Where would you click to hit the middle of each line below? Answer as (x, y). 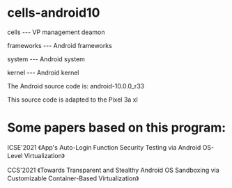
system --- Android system (46, 59)
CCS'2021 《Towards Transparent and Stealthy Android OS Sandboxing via (113, 170)
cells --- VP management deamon (56, 32)
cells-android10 (54, 13)
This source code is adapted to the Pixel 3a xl (72, 100)
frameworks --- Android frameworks (60, 45)
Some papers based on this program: (117, 128)
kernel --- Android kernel (43, 72)
